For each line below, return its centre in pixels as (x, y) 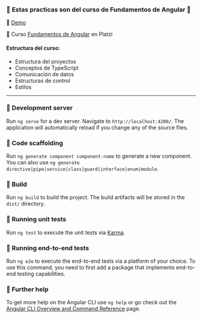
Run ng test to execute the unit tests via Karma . (66, 232)
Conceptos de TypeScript (47, 68)
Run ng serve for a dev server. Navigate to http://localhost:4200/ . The (95, 121)
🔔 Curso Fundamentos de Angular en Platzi (60, 34)
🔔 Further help (27, 289)
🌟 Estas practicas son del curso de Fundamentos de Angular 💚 (99, 10)
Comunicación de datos (44, 74)
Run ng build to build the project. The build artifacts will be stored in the (96, 197)
